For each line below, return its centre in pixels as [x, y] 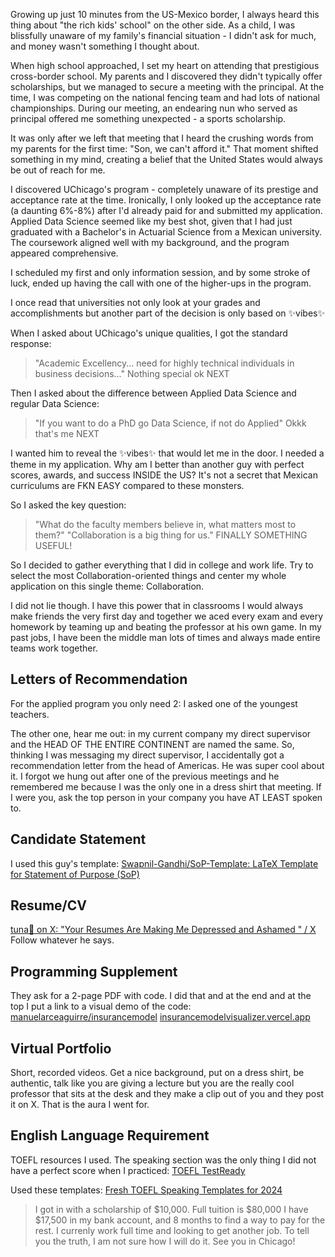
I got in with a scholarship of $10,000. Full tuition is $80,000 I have [171, 1209]
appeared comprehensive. [64, 253]
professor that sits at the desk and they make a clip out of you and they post [167, 1094]
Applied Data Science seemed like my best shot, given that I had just [151, 221]
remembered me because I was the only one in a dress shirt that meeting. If [166, 786]
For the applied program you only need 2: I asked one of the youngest [154, 703]
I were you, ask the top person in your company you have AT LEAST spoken [166, 797]
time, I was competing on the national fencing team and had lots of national [165, 97]
